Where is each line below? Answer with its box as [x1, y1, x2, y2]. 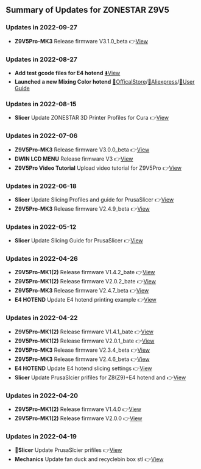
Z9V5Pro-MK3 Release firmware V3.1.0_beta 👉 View [14, 37, 149, 45]
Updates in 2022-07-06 [5, 131, 78, 140]
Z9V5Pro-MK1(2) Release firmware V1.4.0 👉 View [14, 405, 141, 413]
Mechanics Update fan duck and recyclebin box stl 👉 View [14, 456, 164, 463]
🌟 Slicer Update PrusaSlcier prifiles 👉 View [14, 446, 122, 454]
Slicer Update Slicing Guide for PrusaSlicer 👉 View [14, 237, 144, 244]
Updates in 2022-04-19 [5, 432, 77, 440]
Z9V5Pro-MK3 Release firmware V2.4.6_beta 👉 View [14, 355, 150, 363]
